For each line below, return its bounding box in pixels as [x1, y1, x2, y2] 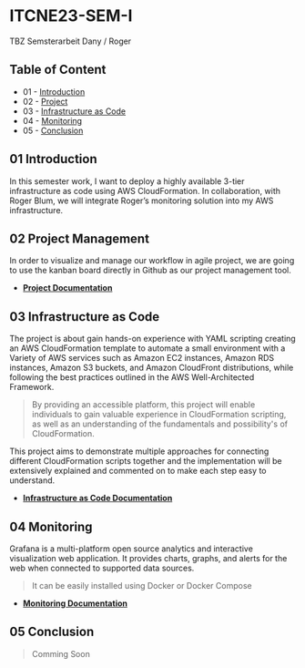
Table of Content [9, 62, 107, 77]
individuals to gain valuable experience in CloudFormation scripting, [31, 409, 287, 420]
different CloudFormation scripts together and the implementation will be [9, 456, 282, 467]
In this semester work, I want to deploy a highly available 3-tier [9, 175, 245, 187]
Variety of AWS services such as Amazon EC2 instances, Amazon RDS [9, 353, 275, 364]
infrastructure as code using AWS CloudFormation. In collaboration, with [9, 185, 280, 196]
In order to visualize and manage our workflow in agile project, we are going [9, 255, 295, 266]
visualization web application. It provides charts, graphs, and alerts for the [9, 553, 288, 563]
